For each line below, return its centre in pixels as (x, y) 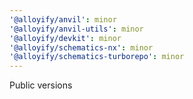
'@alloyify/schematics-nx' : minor (81, 47)
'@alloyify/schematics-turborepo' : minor (97, 57)
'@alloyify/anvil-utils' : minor (76, 29)
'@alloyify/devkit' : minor (65, 38)
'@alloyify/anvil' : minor (63, 19)
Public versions (41, 85)
